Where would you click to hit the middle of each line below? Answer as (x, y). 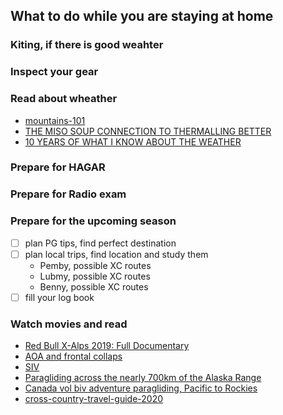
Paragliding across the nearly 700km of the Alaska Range (143, 378)
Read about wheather (64, 99)
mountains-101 (55, 120)
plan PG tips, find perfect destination (100, 243)
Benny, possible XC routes (94, 286)
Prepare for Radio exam (68, 194)
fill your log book (59, 297)
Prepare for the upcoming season (93, 221)
